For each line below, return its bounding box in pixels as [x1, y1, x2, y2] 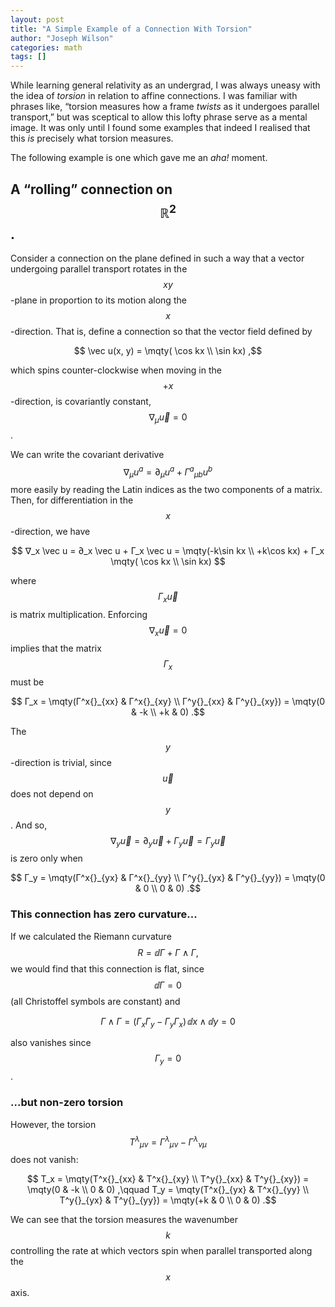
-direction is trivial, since [10, 756, 112, 768]
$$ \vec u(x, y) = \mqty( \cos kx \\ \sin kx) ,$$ [73, 344, 263, 356]
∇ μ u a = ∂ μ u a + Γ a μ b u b [123, 464, 213, 480]
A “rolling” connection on [10, 181, 173, 198]
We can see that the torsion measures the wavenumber [10, 1214, 238, 1226]
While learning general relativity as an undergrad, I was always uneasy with [10, 79, 321, 91]
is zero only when [10, 852, 83, 865]
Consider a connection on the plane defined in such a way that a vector [10, 252, 305, 264]
